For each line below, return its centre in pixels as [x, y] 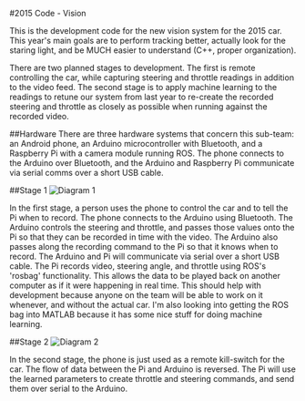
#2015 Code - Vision [48, 13]
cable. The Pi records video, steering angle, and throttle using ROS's [138, 266]
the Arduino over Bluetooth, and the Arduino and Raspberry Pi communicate [152, 163]
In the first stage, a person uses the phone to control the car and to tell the [149, 208]
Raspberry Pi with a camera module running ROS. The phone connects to [147, 153]
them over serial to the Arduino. [69, 388]
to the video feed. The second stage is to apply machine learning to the [143, 87]
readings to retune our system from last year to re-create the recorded [142, 97]
